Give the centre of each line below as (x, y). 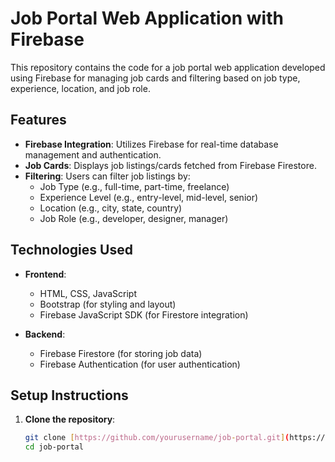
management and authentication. (93, 154)
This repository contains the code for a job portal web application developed (168, 67)
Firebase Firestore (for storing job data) (121, 353)
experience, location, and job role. (80, 88)
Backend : (45, 334)
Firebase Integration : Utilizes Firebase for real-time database (151, 144)
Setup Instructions (69, 395)
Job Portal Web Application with (147, 18)
